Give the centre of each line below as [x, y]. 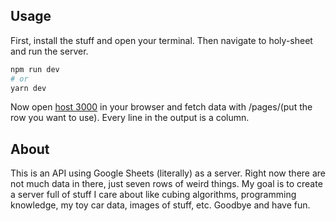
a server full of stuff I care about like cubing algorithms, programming [153, 195]
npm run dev [35, 69]
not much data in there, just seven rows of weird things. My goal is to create [166, 184]
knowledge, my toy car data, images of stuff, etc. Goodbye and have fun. [160, 205]
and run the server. [49, 51]
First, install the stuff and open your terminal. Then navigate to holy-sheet [161, 40]
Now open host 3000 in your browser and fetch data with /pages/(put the [161, 107]
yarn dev [28, 88]
